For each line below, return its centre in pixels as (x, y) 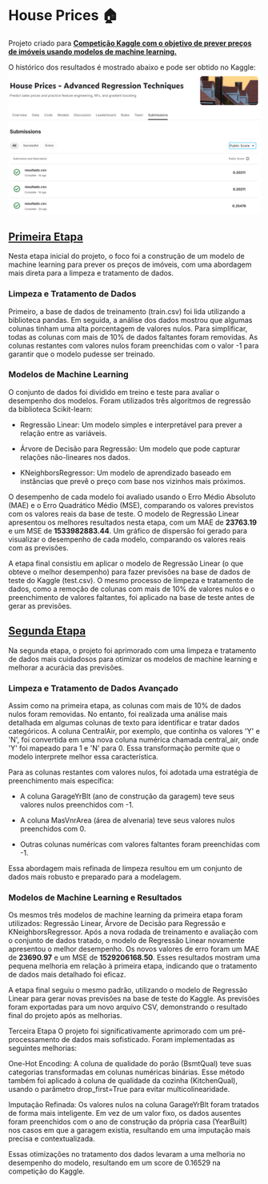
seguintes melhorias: (43, 1048)
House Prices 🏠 (63, 16)
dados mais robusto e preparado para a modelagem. (95, 876)
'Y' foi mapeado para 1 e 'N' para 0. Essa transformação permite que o (124, 748)
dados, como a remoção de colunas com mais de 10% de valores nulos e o (132, 589)
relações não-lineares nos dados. (75, 457)
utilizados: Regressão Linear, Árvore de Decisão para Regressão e (117, 924)
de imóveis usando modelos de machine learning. (93, 51)
